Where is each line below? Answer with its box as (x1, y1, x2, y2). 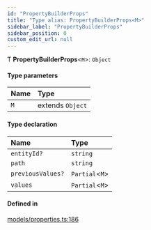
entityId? (10, 149, 43, 158)
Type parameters (7, 71, 58, 79)
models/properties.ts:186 (7, 215, 79, 223)
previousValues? (10, 169, 65, 178)
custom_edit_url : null (7, 36, 73, 43)
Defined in (7, 199, 38, 208)
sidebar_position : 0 (7, 29, 67, 37)
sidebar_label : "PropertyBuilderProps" (7, 23, 123, 30)
